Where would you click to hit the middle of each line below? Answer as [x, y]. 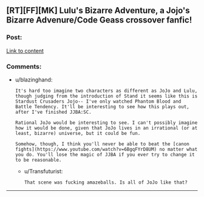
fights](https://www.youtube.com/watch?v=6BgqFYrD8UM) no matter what [106, 149]
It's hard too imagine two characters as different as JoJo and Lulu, [106, 91]
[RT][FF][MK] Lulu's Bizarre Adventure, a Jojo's [98, 11]
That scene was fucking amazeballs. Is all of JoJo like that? [106, 182]
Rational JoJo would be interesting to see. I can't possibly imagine [106, 123]
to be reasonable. [38, 160]
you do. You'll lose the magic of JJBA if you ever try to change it [105, 154]
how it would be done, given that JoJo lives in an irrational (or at [106, 128]
